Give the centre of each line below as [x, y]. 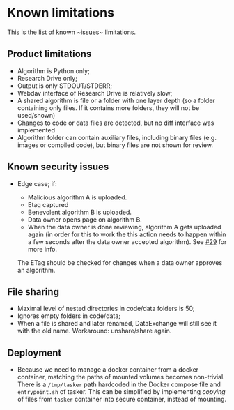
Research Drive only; [47, 78]
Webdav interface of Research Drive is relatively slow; [95, 93]
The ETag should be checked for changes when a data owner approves [120, 262]
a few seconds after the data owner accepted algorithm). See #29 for [127, 241]
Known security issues [58, 167]
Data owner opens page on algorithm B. [85, 219]
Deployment [34, 352]
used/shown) [36, 115]
